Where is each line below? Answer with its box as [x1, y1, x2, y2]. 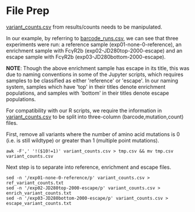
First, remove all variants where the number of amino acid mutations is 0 [6, 130, 180, 138]
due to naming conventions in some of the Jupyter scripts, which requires [6, 71, 184, 78]
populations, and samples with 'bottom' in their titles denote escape [6, 89, 169, 96]
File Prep [6, 4, 50, 18]
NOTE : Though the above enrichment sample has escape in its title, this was [6, 64, 190, 71]
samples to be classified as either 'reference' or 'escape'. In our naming [6, 77, 179, 84]
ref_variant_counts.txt [6, 180, 64, 186]
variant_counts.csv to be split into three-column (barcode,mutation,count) [6, 113, 184, 120]
